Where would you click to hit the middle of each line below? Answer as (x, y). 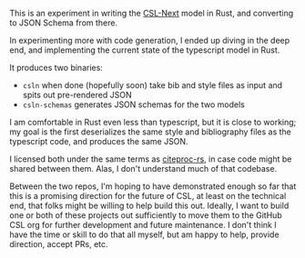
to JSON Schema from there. (64, 23)
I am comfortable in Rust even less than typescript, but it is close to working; (153, 122)
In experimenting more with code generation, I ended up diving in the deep (150, 40)
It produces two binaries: (56, 68)
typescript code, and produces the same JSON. (99, 141)
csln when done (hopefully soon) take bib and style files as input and (152, 85)
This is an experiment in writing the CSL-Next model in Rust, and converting (152, 13)
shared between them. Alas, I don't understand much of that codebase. (143, 169)
